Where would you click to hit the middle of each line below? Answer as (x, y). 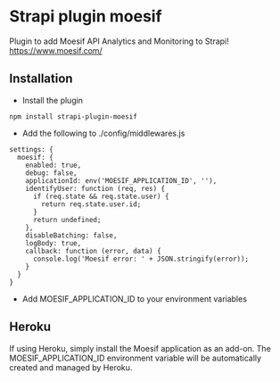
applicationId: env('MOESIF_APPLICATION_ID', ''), (121, 180)
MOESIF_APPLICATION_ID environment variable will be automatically (135, 358)
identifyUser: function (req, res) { (95, 188)
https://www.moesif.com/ (56, 50)
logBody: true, (54, 243)
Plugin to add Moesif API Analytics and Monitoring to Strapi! (119, 41)
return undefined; (67, 220)
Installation (41, 79)
